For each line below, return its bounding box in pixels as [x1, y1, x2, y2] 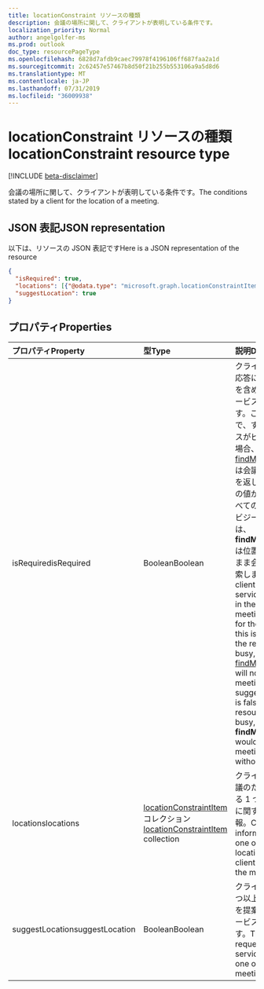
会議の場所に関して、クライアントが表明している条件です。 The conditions [8, 188, 247, 197]
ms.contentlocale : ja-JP [8, 77, 90, 85]
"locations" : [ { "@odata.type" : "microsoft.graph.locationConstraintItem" [15, 282, 262, 290]
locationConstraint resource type [8, 145, 230, 163]
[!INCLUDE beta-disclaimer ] [8, 171, 98, 181]
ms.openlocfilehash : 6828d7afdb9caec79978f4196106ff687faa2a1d [8, 56, 220, 64]
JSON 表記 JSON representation [8, 221, 166, 234]
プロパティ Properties [8, 320, 112, 334]
